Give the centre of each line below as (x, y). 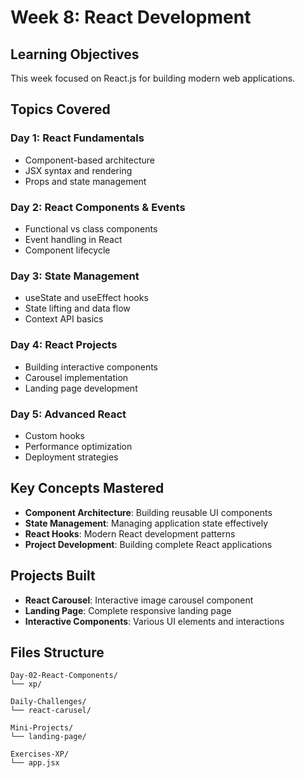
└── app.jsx (35, 763)
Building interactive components (91, 367)
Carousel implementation (76, 377)
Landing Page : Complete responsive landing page (128, 610)
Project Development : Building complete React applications (148, 544)
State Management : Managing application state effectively (146, 523)
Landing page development (81, 388)
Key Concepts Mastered (87, 488)
